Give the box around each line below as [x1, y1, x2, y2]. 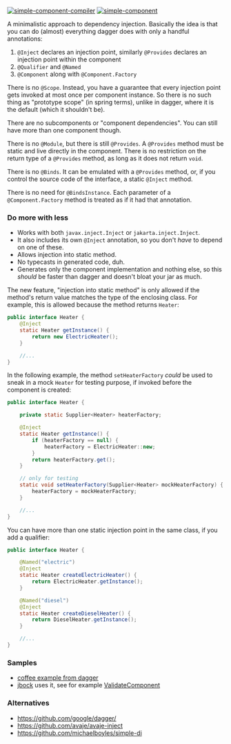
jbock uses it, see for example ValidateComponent [17, 681, 161, 689]
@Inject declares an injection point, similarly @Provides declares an [17, 48, 207, 56]
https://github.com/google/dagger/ [17, 714, 117, 722]
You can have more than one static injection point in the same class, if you [7, 526, 219, 534]
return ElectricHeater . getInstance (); [32, 578, 143, 585]
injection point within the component [17, 55, 121, 64]
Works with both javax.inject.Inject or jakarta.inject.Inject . [17, 229, 201, 237]
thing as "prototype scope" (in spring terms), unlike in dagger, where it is [7, 98, 214, 106]
